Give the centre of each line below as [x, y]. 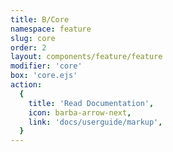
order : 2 [28, 47]
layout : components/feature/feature [86, 57]
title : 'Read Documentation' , [91, 103]
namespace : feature [51, 29]
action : [26, 85]
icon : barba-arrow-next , [80, 112]
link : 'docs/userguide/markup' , [95, 122]
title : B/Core [40, 19]
